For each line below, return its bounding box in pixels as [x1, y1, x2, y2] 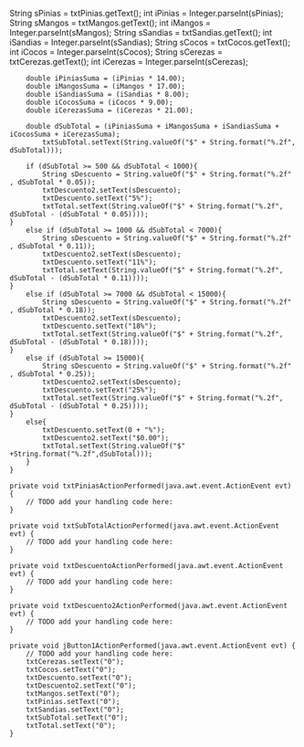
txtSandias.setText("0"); [26, 705, 125, 714]
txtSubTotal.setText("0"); [26, 713, 129, 722]
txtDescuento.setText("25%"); [42, 385, 157, 395]
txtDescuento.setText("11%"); [42, 258, 157, 267]
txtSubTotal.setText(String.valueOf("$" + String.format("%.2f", [42, 138, 297, 147]
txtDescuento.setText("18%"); [42, 321, 157, 331]
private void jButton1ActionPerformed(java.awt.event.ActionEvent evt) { [9, 641, 297, 650]
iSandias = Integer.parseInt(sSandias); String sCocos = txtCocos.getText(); [9, 37, 290, 47]
